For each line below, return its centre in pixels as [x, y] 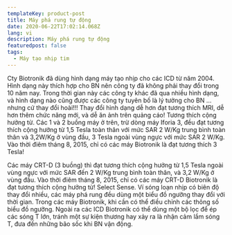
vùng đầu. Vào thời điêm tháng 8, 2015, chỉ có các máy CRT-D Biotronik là [113, 180]
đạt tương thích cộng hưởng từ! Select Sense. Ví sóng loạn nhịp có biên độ [113, 187]
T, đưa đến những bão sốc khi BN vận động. [70, 224]
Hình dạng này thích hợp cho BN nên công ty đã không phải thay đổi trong [113, 85]
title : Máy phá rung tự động [49, 20]
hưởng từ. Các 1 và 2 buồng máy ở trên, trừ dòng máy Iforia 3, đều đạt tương [116, 122]
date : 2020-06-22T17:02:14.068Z [54, 26]
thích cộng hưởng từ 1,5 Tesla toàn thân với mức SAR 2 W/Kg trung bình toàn [116, 129]
